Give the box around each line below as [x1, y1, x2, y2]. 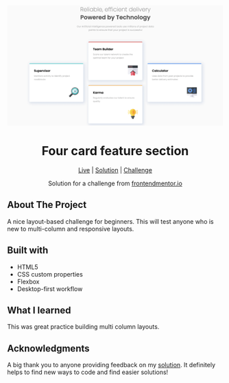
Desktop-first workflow [16, 284, 83, 293]
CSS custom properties [16, 270, 84, 278]
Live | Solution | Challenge [77, 165, 153, 174]
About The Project [7, 199, 87, 211]
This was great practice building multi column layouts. [7, 323, 160, 331]
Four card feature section [41, 143, 189, 159]
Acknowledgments [7, 343, 91, 354]
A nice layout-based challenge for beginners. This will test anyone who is [7, 217, 214, 225]
